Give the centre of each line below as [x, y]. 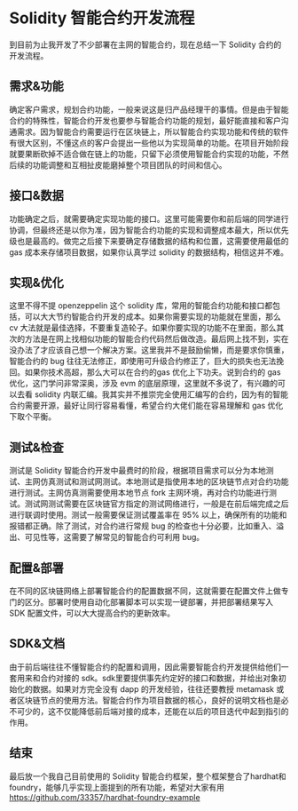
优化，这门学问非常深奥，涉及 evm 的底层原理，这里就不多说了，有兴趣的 [143, 384]
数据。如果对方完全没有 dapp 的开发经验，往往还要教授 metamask [153, 688]
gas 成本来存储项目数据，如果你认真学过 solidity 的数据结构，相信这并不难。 [149, 252]
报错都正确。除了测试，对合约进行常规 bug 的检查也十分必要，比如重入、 [143, 526]
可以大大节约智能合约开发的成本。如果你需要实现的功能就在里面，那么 [153, 317]
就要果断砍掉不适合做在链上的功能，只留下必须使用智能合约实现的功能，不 [145, 154]
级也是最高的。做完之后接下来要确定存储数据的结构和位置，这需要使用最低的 [149, 241]
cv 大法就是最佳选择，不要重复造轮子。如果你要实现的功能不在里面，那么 [143, 328]
